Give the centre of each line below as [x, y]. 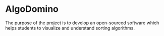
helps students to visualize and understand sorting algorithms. [70, 28]
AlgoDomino [32, 9]
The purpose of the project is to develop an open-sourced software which [82, 23]
